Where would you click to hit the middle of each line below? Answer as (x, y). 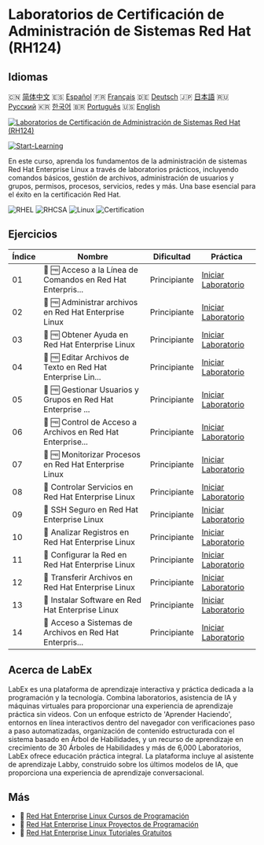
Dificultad (172, 256)
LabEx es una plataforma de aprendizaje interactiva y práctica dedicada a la (131, 689)
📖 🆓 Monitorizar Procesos (92, 454)
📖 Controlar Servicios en (88, 487)
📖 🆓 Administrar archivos (90, 302)
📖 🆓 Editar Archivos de (86, 357)
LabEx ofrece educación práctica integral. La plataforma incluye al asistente (131, 755)
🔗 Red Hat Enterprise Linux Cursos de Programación (104, 816)
